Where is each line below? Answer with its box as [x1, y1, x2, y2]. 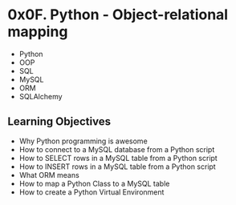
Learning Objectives [7, 115, 112, 129]
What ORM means [18, 170, 79, 179]
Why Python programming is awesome [18, 136, 148, 146]
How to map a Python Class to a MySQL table [18, 179, 170, 188]
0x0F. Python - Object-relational [7, 6, 229, 24]
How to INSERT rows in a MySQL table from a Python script [18, 162, 216, 171]
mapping [7, 22, 68, 41]
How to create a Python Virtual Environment [18, 187, 165, 197]
